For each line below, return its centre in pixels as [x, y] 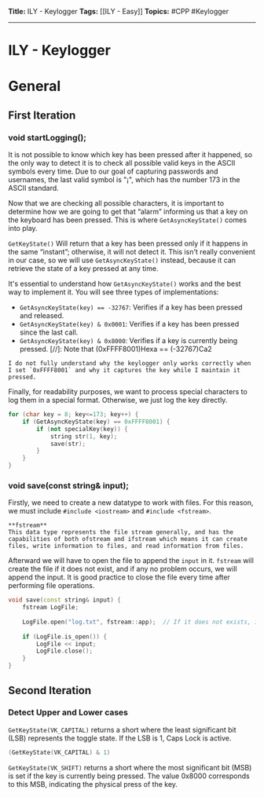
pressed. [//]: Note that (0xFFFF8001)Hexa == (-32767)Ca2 [115, 349]
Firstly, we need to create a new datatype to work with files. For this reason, [131, 503]
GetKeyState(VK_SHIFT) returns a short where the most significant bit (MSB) [130, 767]
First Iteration [42, 115]
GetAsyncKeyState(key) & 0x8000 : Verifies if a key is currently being [128, 341]
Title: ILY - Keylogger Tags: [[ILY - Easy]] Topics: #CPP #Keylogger [119, 11]
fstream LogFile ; [51, 608]
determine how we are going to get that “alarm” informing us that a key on [128, 212]
